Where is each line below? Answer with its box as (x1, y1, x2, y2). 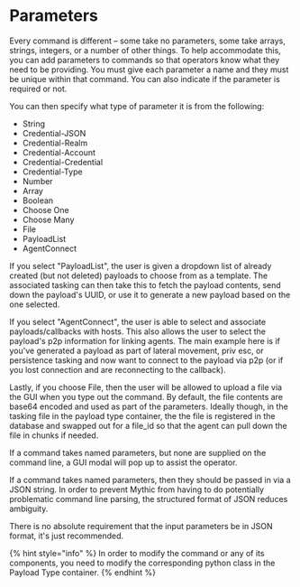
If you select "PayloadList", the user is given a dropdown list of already (9, 260, 272, 271)
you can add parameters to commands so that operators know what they (9, 54, 280, 65)
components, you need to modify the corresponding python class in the (9, 557, 276, 568)
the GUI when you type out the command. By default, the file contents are (9, 391, 284, 402)
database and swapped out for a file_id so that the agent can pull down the (9, 420, 287, 431)
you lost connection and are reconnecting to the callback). (9, 364, 227, 375)
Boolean (22, 195, 54, 206)
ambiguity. (9, 503, 49, 514)
